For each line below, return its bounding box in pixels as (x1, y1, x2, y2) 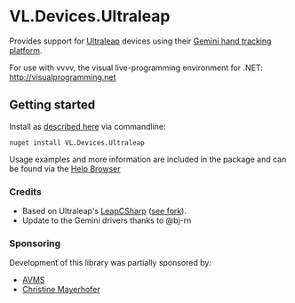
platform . (9, 44, 43, 55)
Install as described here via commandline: (9, 121, 166, 132)
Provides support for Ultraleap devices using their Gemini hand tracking (9, 36, 272, 46)
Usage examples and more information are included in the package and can (9, 154, 287, 164)
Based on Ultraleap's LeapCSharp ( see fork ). (21, 206, 187, 217)
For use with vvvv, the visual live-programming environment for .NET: (9, 62, 264, 73)
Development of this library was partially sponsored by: (9, 258, 211, 268)
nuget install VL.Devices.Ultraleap (9, 138, 145, 148)
